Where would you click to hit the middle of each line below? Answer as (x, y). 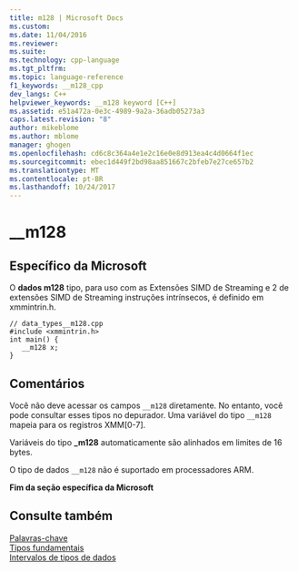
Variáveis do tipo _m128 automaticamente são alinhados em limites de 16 (146, 442)
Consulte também (61, 516)
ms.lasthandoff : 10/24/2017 (63, 188)
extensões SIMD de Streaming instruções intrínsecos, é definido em (137, 298)
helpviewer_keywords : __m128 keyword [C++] (93, 102)
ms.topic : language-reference (67, 77)
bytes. (21, 452)
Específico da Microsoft (78, 266)
